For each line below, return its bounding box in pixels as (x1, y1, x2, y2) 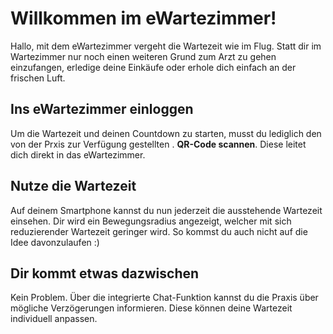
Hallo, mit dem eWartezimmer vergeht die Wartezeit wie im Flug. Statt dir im (10, 40, 322, 52)
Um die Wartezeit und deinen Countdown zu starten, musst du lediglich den (10, 127, 322, 139)
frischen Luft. (10, 72, 66, 84)
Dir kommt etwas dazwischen (10, 265, 200, 282)
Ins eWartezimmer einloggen (10, 101, 194, 118)
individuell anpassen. (10, 313, 98, 325)
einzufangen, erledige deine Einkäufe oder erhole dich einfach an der (10, 61, 297, 73)
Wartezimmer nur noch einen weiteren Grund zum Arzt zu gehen (10, 50, 277, 62)
